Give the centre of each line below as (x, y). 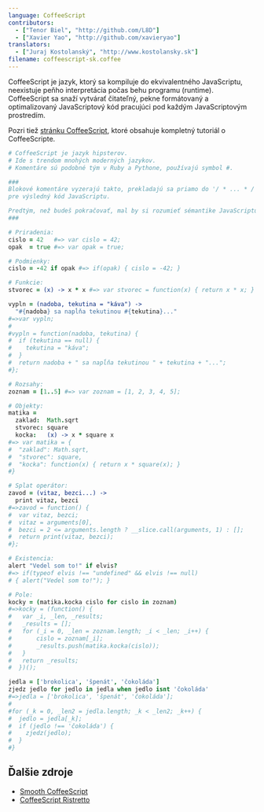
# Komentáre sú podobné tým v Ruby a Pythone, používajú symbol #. (121, 168)
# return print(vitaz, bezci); (61, 537)
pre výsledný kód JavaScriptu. (59, 197)
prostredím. (27, 115)
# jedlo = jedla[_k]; (45, 718)
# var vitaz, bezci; (44, 515)
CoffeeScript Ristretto (55, 799)
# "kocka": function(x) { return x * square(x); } (94, 464)
